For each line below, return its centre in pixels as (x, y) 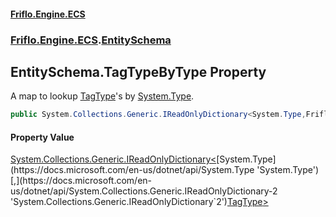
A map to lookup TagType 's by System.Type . (102, 96)
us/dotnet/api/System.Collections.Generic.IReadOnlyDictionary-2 (144, 191)
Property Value (42, 137)
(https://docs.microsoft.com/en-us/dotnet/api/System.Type (132, 170)
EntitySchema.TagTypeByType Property (138, 71)
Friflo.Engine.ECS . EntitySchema (91, 40)
